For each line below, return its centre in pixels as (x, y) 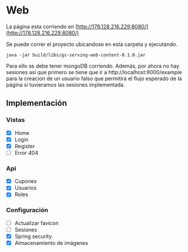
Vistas (16, 120)
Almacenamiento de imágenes (51, 243)
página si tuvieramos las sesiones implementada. (66, 84)
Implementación (37, 103)
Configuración (27, 210)
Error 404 (26, 152)
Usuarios (26, 188)
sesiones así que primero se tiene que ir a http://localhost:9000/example (94, 72)
